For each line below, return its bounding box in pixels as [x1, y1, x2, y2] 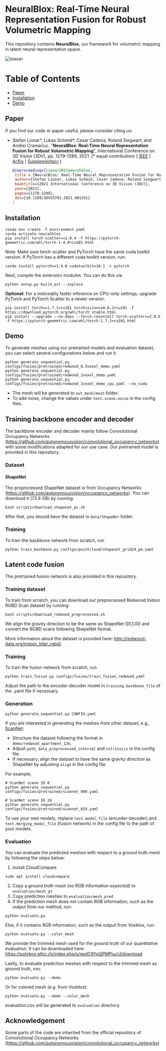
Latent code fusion [5, 560, 64, 568]
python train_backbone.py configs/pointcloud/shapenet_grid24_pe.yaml [5, 547, 154, 552]
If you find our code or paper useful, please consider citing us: [5, 127, 133, 133]
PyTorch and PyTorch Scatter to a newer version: [5, 296, 105, 302]
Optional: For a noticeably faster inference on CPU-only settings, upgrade [5, 290, 157, 296]
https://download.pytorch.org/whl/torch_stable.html [5, 310, 116, 315]
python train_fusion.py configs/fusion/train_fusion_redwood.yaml [5, 674, 145, 679]
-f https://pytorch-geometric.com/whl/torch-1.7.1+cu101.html [5, 318, 136, 323]
